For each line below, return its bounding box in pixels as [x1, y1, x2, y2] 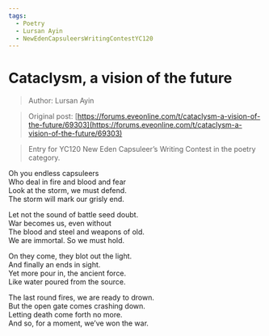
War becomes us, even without [8, 219, 111, 229]
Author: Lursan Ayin [27, 96, 95, 106]
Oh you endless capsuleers [8, 169, 99, 178]
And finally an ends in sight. [8, 260, 101, 270]
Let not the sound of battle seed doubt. [8, 210, 139, 220]
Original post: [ [27, 111, 78, 121]
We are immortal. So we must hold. [8, 236, 125, 246]
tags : [8, 11, 27, 20]
